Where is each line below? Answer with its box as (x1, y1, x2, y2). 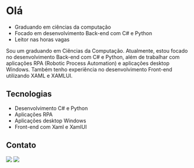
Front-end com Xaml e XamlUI (14, 123, 87, 130)
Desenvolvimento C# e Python (14, 104, 88, 112)
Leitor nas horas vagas (14, 36, 70, 43)
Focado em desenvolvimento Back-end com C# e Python (14, 29, 153, 36)
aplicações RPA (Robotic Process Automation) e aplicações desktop (6, 60, 170, 67)
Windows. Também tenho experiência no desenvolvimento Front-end (6, 66, 172, 73)
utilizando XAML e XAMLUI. (6, 72, 73, 79)
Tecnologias (6, 89, 52, 99)
